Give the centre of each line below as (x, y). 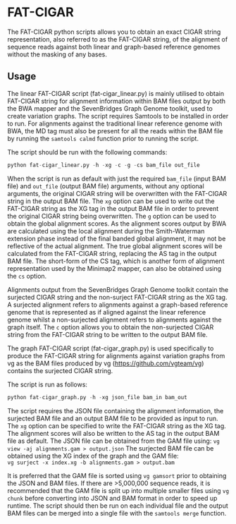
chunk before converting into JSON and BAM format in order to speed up (112, 498)
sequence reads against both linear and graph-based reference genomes (114, 47)
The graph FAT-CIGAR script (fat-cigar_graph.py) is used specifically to (111, 348)
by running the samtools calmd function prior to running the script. (103, 138)
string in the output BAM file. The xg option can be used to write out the (111, 201)
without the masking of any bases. (57, 54)
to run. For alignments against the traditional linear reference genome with (115, 123)
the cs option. (27, 276)
